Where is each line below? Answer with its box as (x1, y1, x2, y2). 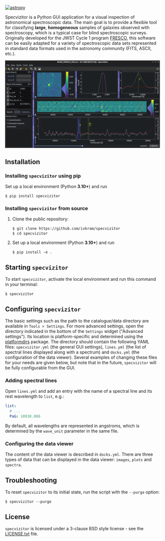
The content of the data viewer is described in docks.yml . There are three (5, 452, 153, 458)
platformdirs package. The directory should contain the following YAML (5, 339, 150, 345)
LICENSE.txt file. (5, 531, 38, 537)
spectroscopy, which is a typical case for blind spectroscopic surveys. (5, 30, 148, 35)
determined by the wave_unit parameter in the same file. (5, 428, 119, 434)
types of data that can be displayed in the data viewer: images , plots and (5, 457, 152, 462)
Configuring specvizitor (5, 305, 81, 313)
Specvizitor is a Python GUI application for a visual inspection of (5, 14, 135, 20)
